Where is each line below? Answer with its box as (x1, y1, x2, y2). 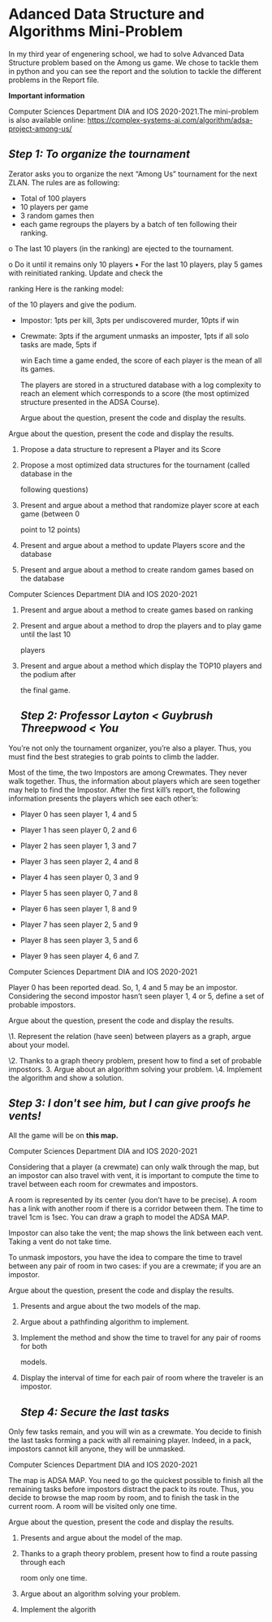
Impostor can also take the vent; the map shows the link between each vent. (8, 1228, 264, 1238)
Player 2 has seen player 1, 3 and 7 (19, 841, 137, 850)
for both (19, 1342, 47, 1351)
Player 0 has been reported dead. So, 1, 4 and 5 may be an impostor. (8, 982, 238, 992)
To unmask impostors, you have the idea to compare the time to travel (8, 1253, 243, 1263)
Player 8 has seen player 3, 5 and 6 (19, 935, 139, 945)
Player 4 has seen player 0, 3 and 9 (19, 872, 140, 882)
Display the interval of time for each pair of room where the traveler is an (19, 1373, 264, 1383)
